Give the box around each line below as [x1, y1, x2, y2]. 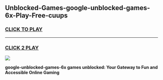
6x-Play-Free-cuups [5, 12, 68, 20]
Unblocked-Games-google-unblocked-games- [5, 4, 150, 12]
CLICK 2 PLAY [5, 44, 39, 51]
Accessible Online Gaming [5, 69, 60, 75]
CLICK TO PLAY [5, 26, 43, 33]
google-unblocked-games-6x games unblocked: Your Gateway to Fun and [5, 64, 158, 70]
